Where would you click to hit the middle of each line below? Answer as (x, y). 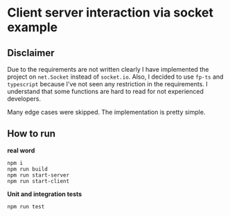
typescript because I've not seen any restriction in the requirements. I (107, 84)
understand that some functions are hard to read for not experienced (106, 91)
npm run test (26, 206)
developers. (24, 99)
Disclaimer (31, 53)
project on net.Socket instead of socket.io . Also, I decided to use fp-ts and (115, 77)
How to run (32, 134)
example (33, 27)
